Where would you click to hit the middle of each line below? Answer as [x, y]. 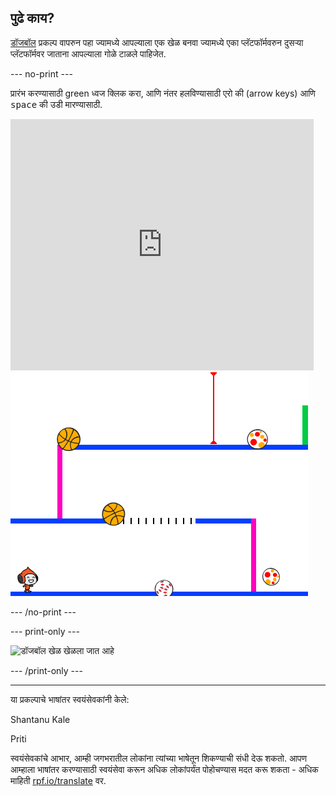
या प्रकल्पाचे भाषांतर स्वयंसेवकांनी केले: [70, 699]
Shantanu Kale [40, 719]
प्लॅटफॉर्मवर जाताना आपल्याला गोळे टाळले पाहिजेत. [88, 53]
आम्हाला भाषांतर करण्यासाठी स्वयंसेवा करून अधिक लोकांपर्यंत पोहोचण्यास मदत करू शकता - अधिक [164, 769]
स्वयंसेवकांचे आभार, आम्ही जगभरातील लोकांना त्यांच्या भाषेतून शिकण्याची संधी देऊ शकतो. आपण [158, 758]
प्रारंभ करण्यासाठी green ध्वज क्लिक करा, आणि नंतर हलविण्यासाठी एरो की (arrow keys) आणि [163, 93]
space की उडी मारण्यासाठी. [56, 104]
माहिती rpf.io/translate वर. [58, 780]
